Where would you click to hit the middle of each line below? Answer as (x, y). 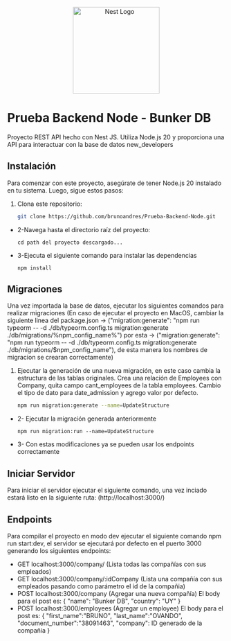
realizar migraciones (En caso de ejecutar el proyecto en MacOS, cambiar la (115, 313)
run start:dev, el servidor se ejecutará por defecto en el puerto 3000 (104, 543)
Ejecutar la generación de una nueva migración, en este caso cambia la (119, 371)
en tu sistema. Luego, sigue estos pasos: (65, 190)
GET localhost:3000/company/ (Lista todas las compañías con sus (112, 564)
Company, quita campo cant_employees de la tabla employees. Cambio (119, 385)
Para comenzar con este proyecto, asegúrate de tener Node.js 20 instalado (114, 183)
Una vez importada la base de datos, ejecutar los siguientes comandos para (115, 306)
